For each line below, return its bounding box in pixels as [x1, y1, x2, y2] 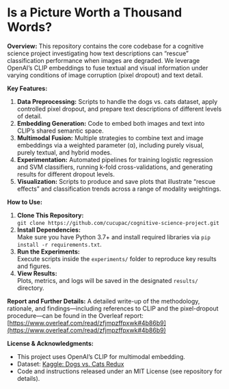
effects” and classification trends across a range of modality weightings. [16, 185, 221, 193]
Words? [7, 19, 53, 35]
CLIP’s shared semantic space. [16, 126, 104, 135]
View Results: [16, 269, 57, 278]
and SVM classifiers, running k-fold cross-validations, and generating [16, 163, 213, 171]
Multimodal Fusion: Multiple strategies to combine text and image [16, 133, 204, 142]
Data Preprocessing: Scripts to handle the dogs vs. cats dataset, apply [16, 97, 218, 105]
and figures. [16, 262, 51, 270]
